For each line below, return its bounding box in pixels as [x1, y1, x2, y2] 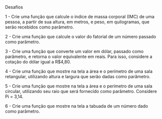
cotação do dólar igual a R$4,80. [5, 59, 71, 64]
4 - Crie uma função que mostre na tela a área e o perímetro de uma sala [5, 68, 153, 74]
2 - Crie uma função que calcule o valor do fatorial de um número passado [5, 34, 156, 39]
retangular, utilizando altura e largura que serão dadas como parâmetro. [5, 74, 151, 79]
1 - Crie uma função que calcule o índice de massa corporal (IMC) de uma [5, 14, 155, 19]
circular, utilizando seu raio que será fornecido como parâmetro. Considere [5, 89, 157, 94]
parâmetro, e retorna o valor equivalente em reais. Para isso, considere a [5, 54, 153, 59]
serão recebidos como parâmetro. [5, 24, 74, 30]
